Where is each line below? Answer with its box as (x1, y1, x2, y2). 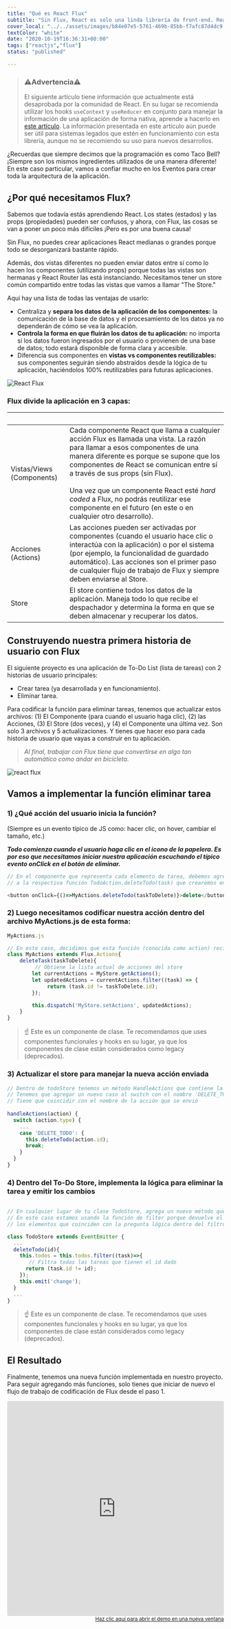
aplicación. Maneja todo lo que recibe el (69, 594, 198, 604)
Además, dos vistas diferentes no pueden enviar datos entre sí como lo (7, 259, 209, 267)
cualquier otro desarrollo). (69, 512, 153, 521)
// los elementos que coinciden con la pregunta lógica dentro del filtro (7, 1220, 226, 1228)
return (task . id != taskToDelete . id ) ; (47, 983, 158, 990)
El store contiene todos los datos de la (69, 585, 192, 595)
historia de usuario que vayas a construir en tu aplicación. (7, 734, 171, 743)
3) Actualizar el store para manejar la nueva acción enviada (7, 1069, 209, 1079)
